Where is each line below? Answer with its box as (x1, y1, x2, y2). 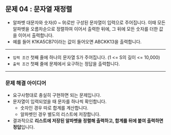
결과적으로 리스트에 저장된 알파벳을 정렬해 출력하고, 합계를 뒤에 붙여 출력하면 (12, 118, 164, 124)
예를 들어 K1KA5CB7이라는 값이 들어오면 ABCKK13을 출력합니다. (12, 38, 142, 44)
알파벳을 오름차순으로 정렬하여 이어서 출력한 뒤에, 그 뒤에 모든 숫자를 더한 (12, 26, 158, 32)
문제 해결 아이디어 (5, 79, 47, 86)
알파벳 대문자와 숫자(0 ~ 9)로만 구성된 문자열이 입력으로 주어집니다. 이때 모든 (12, 19, 166, 26)
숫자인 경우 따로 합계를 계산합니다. (20, 105, 89, 111)
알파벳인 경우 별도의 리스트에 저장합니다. (20, 111, 101, 118)
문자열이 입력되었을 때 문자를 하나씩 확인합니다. (12, 99, 107, 105)
